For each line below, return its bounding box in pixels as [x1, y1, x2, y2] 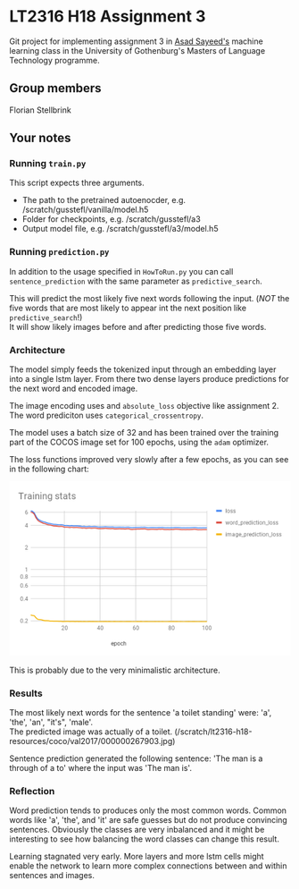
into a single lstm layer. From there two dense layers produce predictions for [9, 374, 290, 385]
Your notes [9, 131, 71, 146]
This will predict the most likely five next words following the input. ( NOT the [9, 292, 290, 303]
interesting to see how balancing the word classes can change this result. [9, 834, 279, 844]
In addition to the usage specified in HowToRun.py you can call [9, 266, 234, 276]
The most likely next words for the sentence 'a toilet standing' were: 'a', [9, 707, 272, 717]
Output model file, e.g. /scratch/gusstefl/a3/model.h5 [21, 224, 219, 234]
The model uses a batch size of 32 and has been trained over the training [9, 428, 279, 438]
